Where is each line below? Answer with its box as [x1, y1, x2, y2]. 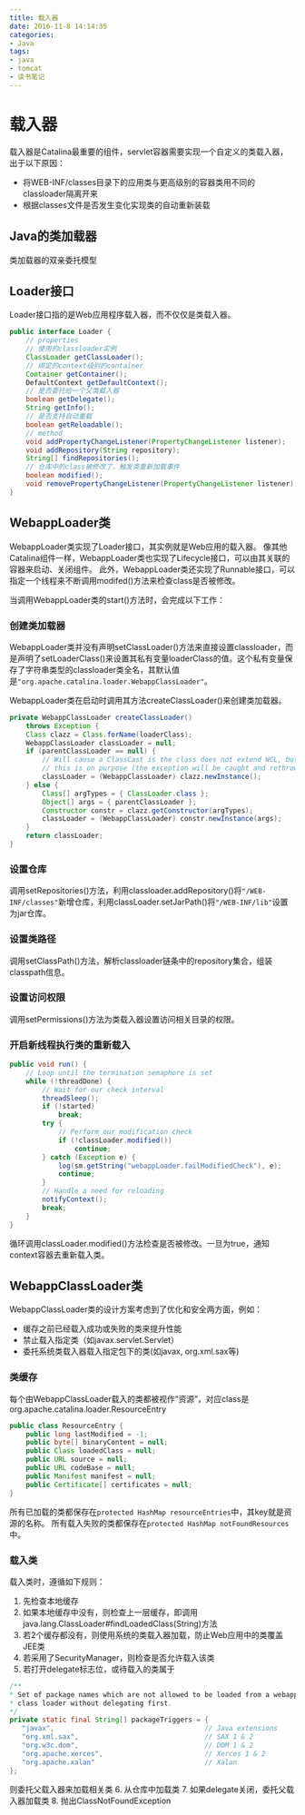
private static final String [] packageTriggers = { [9, 1715, 209, 1725]
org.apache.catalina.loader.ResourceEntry [9, 1404, 167, 1415]
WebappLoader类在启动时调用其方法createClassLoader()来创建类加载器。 [9, 695, 287, 705]
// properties [25, 336, 79, 345]
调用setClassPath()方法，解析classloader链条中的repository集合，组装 [9, 955, 273, 966]
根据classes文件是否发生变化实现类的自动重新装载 [22, 199, 211, 210]
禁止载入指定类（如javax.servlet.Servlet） [22, 1335, 180, 1346]
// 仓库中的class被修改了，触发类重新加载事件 [25, 462, 180, 472]
